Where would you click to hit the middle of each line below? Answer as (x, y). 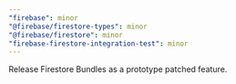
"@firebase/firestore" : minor (66, 35)
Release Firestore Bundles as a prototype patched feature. (118, 69)
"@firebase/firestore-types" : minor (78, 26)
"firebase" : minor (43, 18)
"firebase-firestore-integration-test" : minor (98, 43)
